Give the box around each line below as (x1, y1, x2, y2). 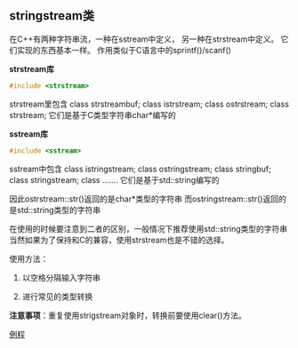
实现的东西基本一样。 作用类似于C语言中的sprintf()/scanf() (16, 44, 231, 55)
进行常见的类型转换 (21, 291, 93, 302)
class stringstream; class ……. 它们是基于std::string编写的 (9, 174, 220, 185)
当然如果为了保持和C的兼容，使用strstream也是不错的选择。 (9, 234, 230, 245)
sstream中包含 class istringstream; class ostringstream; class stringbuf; (9, 163, 271, 174)
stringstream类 (9, 8, 95, 24)
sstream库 (9, 128, 49, 139)
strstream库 (9, 63, 55, 74)
